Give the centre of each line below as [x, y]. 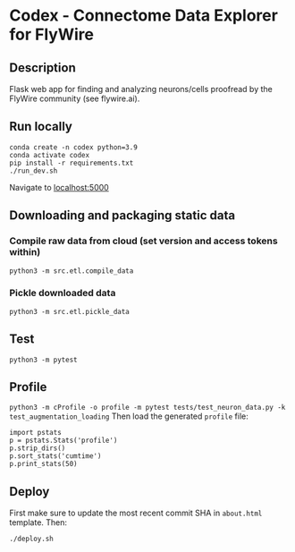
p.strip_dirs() [38, 448]
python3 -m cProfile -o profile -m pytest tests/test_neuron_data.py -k [147, 408]
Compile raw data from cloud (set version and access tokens [144, 241]
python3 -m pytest [43, 360]
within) [25, 252]
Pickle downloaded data [63, 293]
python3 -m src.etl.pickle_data [69, 311]
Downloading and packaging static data [122, 216]
